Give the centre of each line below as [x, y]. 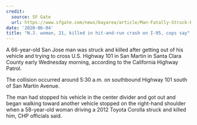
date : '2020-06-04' [30, 28]
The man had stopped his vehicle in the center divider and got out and [91, 98]
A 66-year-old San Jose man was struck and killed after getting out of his [95, 50]
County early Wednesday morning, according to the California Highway [92, 62]
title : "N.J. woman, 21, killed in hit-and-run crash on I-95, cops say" [98, 33]
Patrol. [14, 68]
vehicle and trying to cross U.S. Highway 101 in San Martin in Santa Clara [94, 56]
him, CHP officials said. [34, 116]
